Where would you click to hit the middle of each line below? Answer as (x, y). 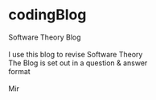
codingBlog (47, 15)
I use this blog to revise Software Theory (76, 54)
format (19, 71)
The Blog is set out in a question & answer (78, 63)
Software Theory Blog (45, 37)
